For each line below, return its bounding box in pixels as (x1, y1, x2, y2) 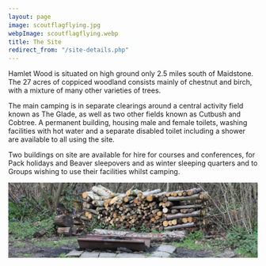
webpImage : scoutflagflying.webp (8, 29, 119, 37)
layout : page (8, 13, 51, 21)
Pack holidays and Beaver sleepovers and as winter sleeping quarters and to (8, 158, 258, 168)
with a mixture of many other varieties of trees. (8, 85, 161, 95)
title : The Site (8, 38, 62, 46)
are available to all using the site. (8, 135, 115, 144)
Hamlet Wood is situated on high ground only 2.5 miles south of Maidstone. (8, 69, 254, 78)
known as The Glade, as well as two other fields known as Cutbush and (8, 109, 241, 119)
